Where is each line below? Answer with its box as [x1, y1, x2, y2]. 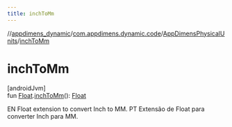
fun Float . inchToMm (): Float [7, 91, 87, 99]
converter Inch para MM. [7, 112, 78, 120]
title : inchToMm [7, 10, 54, 17]
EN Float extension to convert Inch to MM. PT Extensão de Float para [7, 105, 205, 113]
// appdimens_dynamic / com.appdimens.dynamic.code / [7, 29, 163, 37]
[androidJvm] [7, 84, 47, 92]
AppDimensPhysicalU [163, 29, 225, 37]
